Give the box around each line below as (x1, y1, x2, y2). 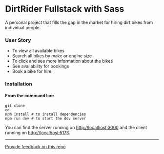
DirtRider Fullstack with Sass (5, 3, 124, 15)
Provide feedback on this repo (5, 144, 66, 150)
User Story (5, 36, 31, 43)
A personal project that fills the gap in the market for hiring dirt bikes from (5, 19, 153, 25)
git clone (5, 103, 25, 108)
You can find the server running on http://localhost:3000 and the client (5, 125, 147, 131)
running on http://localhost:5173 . (5, 130, 70, 136)
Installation (5, 81, 33, 87)
